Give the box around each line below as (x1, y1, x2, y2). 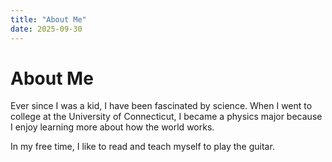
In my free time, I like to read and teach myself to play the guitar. (10, 141, 275, 153)
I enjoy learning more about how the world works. (10, 121, 215, 133)
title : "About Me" (10, 14, 87, 25)
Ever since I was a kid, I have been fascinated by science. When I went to (10, 100, 313, 112)
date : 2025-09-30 (10, 24, 83, 34)
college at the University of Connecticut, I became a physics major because (10, 111, 323, 123)
